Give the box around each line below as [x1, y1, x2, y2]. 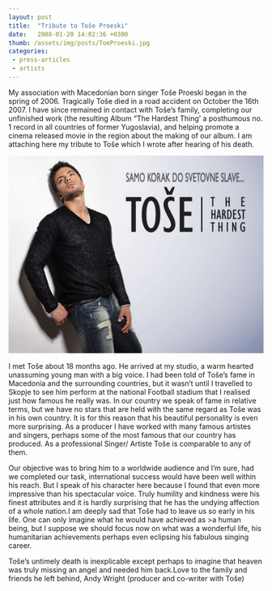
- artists [11, 65, 45, 73]
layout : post [8, 13, 53, 21]
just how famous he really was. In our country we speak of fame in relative [8, 396, 257, 405]
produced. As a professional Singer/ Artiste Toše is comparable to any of [8, 439, 251, 448]
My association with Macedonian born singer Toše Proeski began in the [8, 88, 247, 97]
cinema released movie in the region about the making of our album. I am [8, 131, 253, 140]
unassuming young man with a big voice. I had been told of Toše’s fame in [8, 370, 255, 379]
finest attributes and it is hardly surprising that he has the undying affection [8, 497, 260, 507]
